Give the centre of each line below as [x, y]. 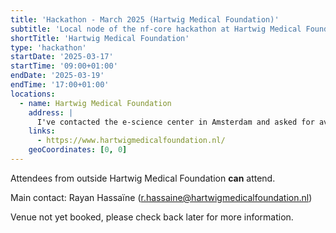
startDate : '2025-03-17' [62, 57]
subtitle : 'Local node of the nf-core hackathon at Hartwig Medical [156, 29]
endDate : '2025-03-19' [57, 76]
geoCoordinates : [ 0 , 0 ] [78, 150]
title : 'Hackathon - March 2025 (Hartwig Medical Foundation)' [145, 19]
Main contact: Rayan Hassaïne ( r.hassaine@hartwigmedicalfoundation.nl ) [161, 197]
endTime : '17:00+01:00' [60, 85]
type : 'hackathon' [48, 47]
